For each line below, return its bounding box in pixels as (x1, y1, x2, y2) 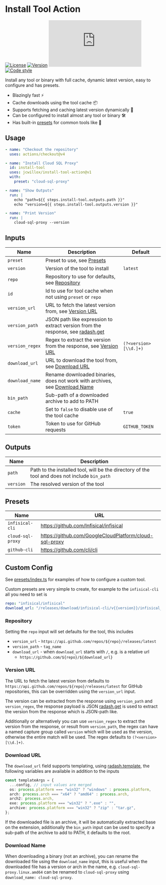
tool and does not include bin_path (30, 473, 111, 479)
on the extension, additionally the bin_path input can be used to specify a (5, 824, 155, 830)
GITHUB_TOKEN (123, 423, 154, 429)
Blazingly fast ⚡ (12, 92, 44, 98)
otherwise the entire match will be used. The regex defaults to (5, 734, 131, 740)
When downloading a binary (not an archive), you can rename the (5, 853, 139, 859)
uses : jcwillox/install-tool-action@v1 (9, 170, 92, 175)
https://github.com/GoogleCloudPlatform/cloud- (40, 532, 154, 539)
